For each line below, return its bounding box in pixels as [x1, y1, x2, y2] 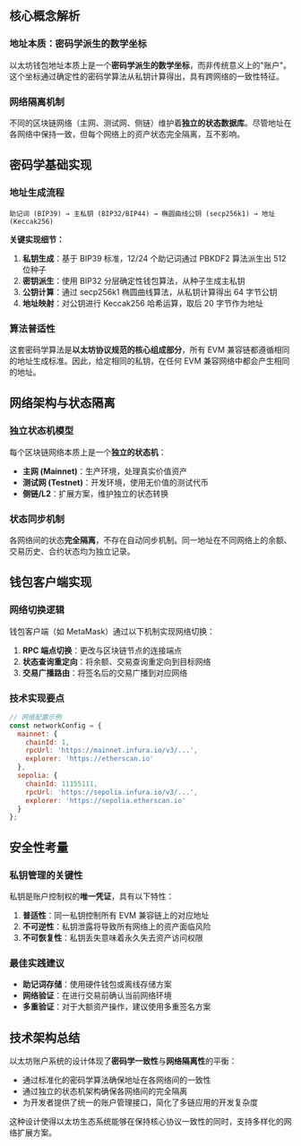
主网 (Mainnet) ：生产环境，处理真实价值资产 [21, 465, 188, 477]
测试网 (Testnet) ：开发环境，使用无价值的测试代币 [21, 477, 209, 487]
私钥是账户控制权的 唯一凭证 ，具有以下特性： [9, 891, 175, 901]
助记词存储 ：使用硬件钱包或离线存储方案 [21, 979, 172, 990]
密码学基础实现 [9, 158, 92, 173]
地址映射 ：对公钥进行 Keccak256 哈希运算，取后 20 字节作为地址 [21, 297, 264, 308]
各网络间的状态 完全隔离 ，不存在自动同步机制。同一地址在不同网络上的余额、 [9, 534, 292, 545]
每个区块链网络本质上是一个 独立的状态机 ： [9, 446, 167, 457]
